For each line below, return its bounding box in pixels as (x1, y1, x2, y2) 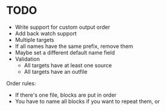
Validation (14, 55, 40, 62)
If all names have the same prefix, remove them (14, 43, 133, 50)
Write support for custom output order (14, 23, 110, 31)
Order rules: (6, 79, 36, 87)
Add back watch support (14, 29, 77, 37)
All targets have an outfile (24, 68, 88, 75)
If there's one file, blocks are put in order (14, 91, 117, 98)
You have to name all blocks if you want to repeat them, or (14, 97, 160, 105)
